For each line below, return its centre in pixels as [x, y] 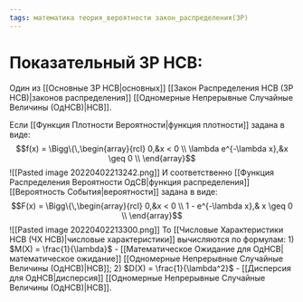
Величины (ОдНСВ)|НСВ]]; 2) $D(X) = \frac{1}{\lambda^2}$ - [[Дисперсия [151, 268]
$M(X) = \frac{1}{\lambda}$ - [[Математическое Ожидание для [130, 248]
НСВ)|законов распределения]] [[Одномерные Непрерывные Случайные [151, 97]
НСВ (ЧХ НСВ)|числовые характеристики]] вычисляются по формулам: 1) [152, 239]
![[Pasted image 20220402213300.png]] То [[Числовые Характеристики [147, 229]
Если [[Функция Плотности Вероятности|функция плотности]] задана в [147, 124]
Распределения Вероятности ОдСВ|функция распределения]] [130, 181]
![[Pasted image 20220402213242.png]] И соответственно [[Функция [142, 172]
